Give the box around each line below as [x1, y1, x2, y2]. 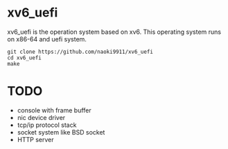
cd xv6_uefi [7, 54, 42, 61]
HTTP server [17, 135, 54, 143]
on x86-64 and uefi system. [7, 34, 87, 43]
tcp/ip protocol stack [17, 121, 77, 129]
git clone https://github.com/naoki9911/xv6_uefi [7, 48, 154, 55]
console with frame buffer [17, 106, 91, 115]
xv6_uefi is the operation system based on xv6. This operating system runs [7, 28, 222, 36]
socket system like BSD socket [17, 128, 105, 136]
